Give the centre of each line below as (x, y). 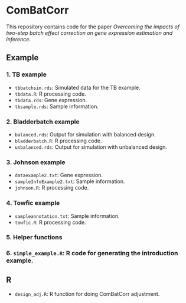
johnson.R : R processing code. (52, 188)
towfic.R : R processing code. (50, 222)
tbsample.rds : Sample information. (56, 106)
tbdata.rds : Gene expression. (51, 100)
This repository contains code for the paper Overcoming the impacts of (93, 27)
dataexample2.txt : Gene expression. (59, 175)
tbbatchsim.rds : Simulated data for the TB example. (77, 87)
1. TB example (27, 74)
